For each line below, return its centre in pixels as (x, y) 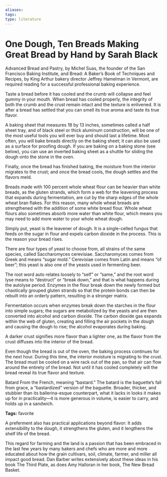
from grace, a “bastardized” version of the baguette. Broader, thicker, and (81, 388)
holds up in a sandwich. (29, 404)
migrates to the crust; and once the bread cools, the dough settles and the (82, 172)
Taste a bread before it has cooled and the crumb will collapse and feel (78, 94)
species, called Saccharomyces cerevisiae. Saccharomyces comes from (79, 254)
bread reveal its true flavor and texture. (45, 373)
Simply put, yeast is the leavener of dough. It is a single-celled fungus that (82, 229)
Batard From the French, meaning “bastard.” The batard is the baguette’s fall (83, 382)
